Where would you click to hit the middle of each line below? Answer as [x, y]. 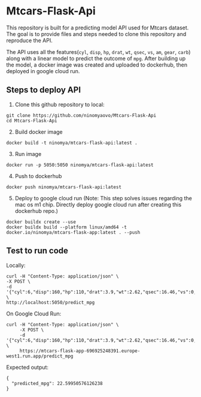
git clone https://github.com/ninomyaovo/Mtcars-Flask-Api [81, 115]
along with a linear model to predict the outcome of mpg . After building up [96, 58]
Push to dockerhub [38, 176]
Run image [28, 154]
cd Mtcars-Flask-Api [32, 121]
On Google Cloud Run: [34, 314]
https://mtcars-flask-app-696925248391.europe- [80, 351]
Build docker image [39, 132]
